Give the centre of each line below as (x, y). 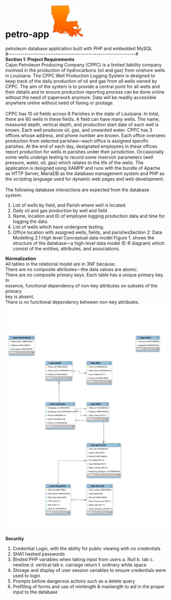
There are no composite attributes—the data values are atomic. (72, 269)
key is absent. (20, 296)
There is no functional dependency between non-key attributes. (72, 302)
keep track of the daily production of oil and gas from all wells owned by (81, 81)
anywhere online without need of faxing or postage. (60, 103)
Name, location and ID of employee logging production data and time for (89, 216)
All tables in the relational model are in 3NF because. (61, 264)
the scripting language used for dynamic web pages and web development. (85, 179)
